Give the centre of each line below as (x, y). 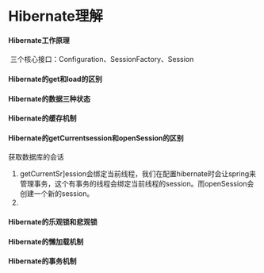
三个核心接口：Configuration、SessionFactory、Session (102, 60)
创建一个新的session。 (57, 194)
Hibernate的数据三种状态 (50, 98)
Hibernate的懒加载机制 (46, 241)
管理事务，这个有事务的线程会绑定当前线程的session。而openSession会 (137, 184)
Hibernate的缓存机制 (42, 118)
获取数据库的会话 (36, 157)
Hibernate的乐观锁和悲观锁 (53, 221)
